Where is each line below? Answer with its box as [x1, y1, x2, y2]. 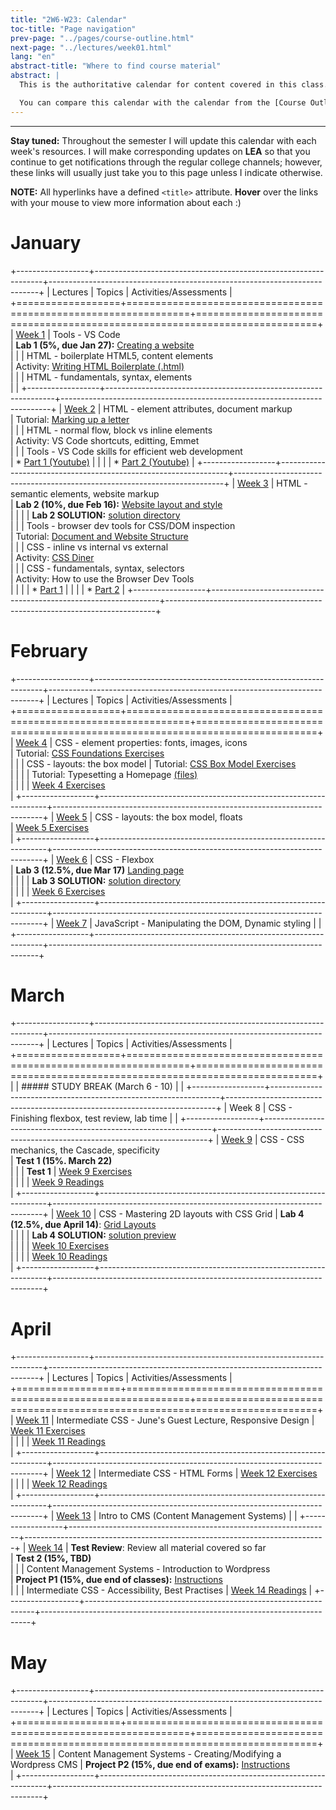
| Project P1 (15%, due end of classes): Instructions [10, 1574, 224, 1586]
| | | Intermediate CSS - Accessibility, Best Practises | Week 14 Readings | [10, 1584, 313, 1596]
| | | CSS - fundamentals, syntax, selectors [10, 562, 185, 574]
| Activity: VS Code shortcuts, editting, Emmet [10, 434, 200, 446]
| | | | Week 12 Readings [10, 1478, 108, 1490]
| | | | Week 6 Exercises [10, 885, 106, 897]
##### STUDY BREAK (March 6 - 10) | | [21, 1081, 185, 1093]
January [10, 231, 82, 254]
